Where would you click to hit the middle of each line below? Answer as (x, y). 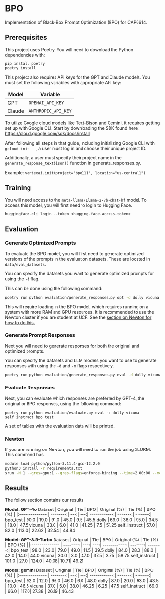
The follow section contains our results (44, 500)
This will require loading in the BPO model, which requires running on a (77, 307)
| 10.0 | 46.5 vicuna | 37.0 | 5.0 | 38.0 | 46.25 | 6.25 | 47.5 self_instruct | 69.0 (82, 586)
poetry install (21, 68)
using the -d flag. (23, 279)
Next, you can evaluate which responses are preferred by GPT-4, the (75, 398)
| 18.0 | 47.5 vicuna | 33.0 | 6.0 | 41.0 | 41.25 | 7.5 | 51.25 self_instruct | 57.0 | (82, 525)
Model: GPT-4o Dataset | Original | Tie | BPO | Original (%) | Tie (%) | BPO (80, 509)
